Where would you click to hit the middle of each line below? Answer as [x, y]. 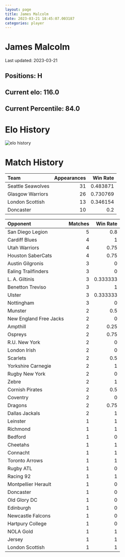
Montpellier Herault [30, 484]
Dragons [17, 406]
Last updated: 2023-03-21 [31, 61]
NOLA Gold [20, 532]
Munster [17, 311]
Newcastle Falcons [29, 516]
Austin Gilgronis [25, 263]
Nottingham [21, 303]
